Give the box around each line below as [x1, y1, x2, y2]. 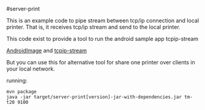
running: [6, 77, 28, 84]
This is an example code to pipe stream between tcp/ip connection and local [6, 17, 199, 24]
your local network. [6, 65, 55, 72]
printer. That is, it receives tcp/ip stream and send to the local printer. [6, 24, 181, 30]
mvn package [6, 89, 37, 95]
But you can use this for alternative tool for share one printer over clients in [6, 59, 195, 66]
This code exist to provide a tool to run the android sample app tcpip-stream [6, 35, 199, 42]
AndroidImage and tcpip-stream [6, 47, 87, 54]
